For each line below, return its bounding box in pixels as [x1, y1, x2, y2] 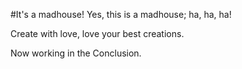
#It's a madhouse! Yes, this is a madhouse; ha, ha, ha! [10, 9, 232, 20]
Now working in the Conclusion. [10, 47, 142, 59]
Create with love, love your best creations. [10, 28, 185, 39]
